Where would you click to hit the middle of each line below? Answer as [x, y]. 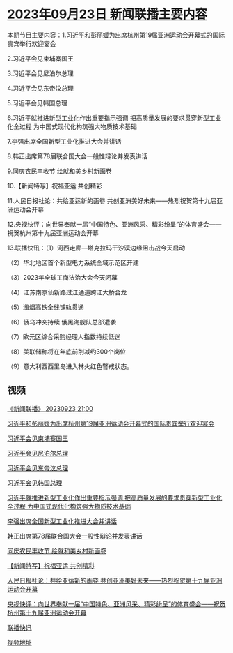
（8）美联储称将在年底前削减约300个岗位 [67, 351]
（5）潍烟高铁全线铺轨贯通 [46, 307]
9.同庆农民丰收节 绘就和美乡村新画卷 [60, 171]
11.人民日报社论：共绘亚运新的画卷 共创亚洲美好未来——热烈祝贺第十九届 [112, 200]
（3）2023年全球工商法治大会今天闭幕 [63, 277]
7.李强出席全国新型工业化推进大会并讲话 [64, 141]
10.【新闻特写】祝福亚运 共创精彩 [55, 186]
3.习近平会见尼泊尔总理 [41, 73]
